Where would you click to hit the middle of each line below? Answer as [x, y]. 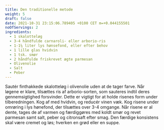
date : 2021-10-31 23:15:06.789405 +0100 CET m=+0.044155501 [68, 23]
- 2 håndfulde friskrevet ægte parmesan [51, 59]
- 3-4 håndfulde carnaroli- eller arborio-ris [58, 41]
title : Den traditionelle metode [39, 9]
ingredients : [18, 32]
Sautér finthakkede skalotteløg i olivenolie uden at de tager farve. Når [75, 86]
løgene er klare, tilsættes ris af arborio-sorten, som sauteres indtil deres [77, 91]
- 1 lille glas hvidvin [33, 50]
